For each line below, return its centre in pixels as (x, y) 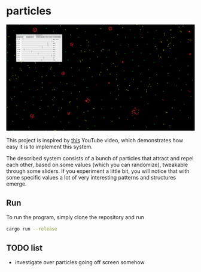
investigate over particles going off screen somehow (80, 262)
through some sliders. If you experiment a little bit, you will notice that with (98, 171)
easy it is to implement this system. (49, 147)
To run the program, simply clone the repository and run (75, 217)
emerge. (16, 184)
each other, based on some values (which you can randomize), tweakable (97, 165)
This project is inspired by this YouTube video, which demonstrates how (95, 141)
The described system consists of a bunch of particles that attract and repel (100, 159)
